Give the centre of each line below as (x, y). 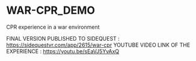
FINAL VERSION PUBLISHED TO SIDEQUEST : (63, 38)
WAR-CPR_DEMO (51, 10)
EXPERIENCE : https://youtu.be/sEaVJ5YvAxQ (63, 51)
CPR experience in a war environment (53, 27)
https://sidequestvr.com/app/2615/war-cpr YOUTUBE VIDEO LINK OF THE (98, 45)
